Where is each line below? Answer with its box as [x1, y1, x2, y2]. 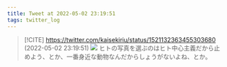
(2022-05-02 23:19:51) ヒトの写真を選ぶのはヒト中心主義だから [23, 44, 215, 52]
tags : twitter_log [7, 17, 60, 23]
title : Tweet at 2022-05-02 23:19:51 [7, 10, 116, 17]
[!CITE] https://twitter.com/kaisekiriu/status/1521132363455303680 [23, 35, 216, 44]
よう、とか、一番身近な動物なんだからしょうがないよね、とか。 [30, 52, 212, 61]
